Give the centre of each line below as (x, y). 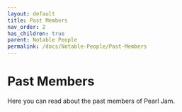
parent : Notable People (42, 40)
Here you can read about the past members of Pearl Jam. (91, 101)
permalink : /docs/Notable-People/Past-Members (77, 46)
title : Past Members (38, 20)
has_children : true (36, 33)
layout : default (31, 14)
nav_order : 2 (27, 27)
